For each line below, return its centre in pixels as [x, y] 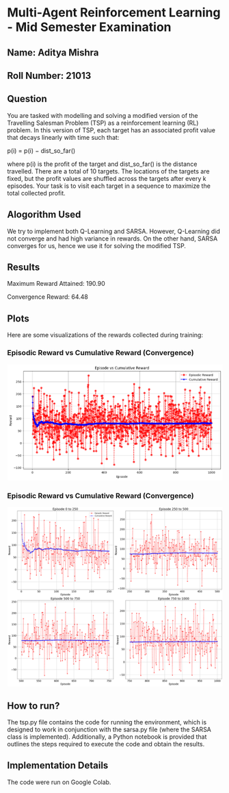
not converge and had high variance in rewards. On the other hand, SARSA [112, 239]
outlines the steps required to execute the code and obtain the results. [106, 744]
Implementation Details [58, 766]
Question [27, 99]
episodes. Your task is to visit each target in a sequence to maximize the [109, 186]
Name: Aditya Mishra [53, 52]
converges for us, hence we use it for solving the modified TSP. [97, 245]
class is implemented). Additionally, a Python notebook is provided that [107, 737]
